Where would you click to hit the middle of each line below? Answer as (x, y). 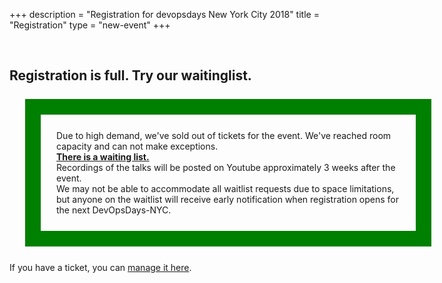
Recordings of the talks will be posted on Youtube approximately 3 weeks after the (226, 168)
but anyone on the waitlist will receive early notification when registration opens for (228, 200)
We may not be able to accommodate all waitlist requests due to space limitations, (225, 189)
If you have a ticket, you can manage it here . (100, 268)
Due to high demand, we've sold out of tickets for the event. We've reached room (224, 136)
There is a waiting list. (103, 157)
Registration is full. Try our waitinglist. (130, 75)
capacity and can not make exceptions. (137, 146)
